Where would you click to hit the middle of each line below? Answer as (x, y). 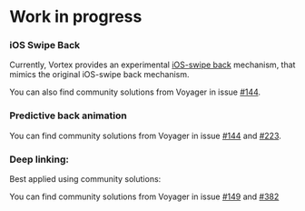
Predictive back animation (68, 116)
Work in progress (76, 17)
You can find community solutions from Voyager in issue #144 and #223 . (145, 136)
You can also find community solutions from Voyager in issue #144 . (135, 92)
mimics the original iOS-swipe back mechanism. (99, 75)
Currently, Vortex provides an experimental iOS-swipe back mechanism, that (152, 65)
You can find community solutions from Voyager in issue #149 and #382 (144, 196)
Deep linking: (39, 159)
